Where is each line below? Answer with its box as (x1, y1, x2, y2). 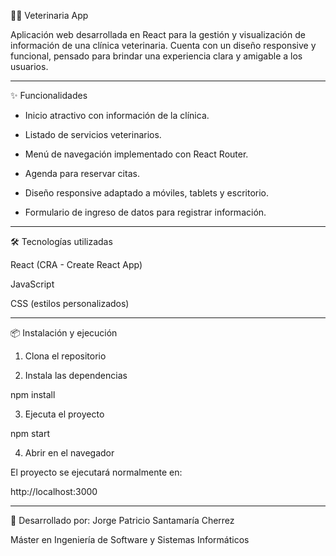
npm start (10, 428, 51, 439)
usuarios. (10, 61, 49, 72)
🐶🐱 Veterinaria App (10, 10, 89, 21)
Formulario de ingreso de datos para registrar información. (24, 206, 267, 218)
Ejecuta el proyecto (24, 408, 105, 420)
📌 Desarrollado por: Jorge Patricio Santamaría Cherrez (10, 515, 235, 526)
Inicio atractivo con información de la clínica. (24, 110, 210, 121)
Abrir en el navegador (24, 447, 115, 459)
